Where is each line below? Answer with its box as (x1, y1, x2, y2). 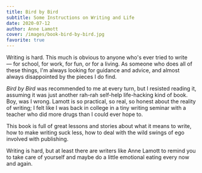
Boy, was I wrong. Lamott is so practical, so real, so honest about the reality (6, 98, 196, 105)
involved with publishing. (6, 135, 69, 143)
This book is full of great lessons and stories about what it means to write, (6, 123, 192, 129)
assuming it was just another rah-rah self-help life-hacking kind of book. (6, 92, 188, 98)
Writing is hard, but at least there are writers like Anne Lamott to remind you (6, 147, 196, 154)
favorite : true (6, 37, 45, 43)
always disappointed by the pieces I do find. (6, 73, 117, 80)
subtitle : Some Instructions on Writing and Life (6, 15, 135, 21)
